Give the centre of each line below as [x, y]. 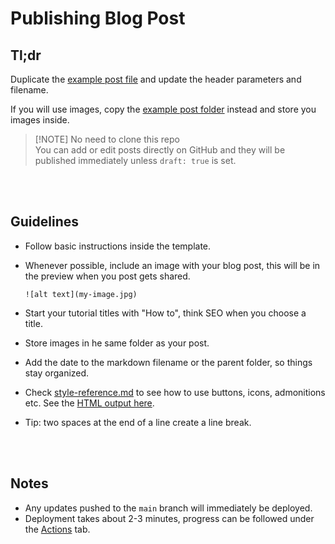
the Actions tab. [57, 529]
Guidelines [44, 222]
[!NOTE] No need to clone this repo [107, 139]
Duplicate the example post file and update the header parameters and [156, 79]
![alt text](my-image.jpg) [81, 294]
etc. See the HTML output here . [89, 403]
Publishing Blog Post [98, 18]
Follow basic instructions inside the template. [118, 246]
